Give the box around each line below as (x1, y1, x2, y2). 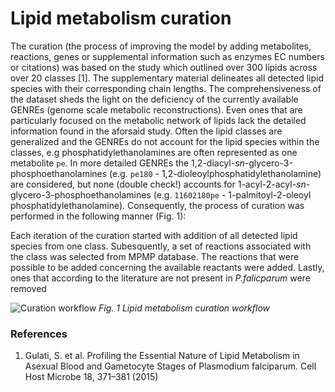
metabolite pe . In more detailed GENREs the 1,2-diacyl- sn (10, 157, 245, 169)
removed (10, 282, 47, 294)
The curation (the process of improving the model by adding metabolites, (10, 40, 312, 52)
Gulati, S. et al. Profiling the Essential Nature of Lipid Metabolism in (24, 350, 300, 362)
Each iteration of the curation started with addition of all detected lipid (10, 229, 298, 241)
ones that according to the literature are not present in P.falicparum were (10, 272, 311, 284)
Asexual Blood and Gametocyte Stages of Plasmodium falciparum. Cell (24, 360, 317, 372)
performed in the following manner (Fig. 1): (10, 210, 187, 222)
